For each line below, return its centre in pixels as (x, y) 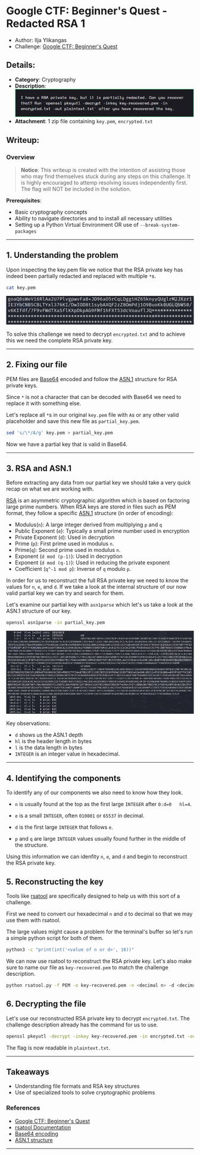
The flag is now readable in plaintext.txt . (58, 1048)
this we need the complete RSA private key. (60, 340)
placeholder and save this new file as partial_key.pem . (73, 421)
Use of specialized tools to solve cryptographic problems (85, 1092)
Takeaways (28, 1072)
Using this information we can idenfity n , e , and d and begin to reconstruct (97, 857)
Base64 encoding (36, 1134)
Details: (21, 65)
